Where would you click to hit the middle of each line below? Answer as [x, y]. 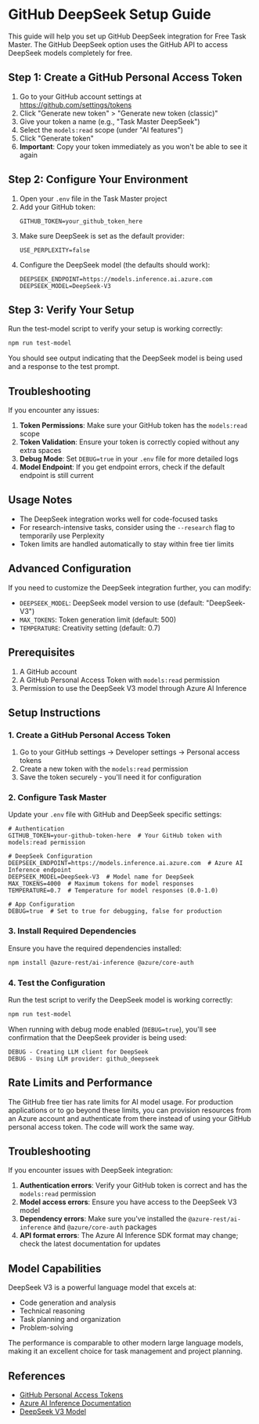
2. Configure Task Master [58, 798]
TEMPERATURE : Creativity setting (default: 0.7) [90, 628]
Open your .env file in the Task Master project [93, 199]
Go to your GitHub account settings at [81, 97]
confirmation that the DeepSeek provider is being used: [97, 1037]
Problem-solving [46, 1327]
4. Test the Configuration [57, 983]
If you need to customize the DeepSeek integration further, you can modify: [130, 587]
